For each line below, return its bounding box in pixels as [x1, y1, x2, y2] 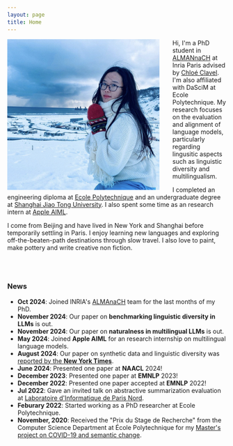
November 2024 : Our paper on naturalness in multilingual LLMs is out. [17, 327, 225, 335]
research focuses [172, 105, 223, 114]
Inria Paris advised [172, 61, 226, 69]
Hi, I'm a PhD [172, 38, 210, 47]
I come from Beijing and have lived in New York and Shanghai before [7, 221, 204, 229]
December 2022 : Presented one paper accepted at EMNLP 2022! [17, 378, 207, 387]
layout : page [7, 11, 45, 18]
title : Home [7, 18, 42, 26]
